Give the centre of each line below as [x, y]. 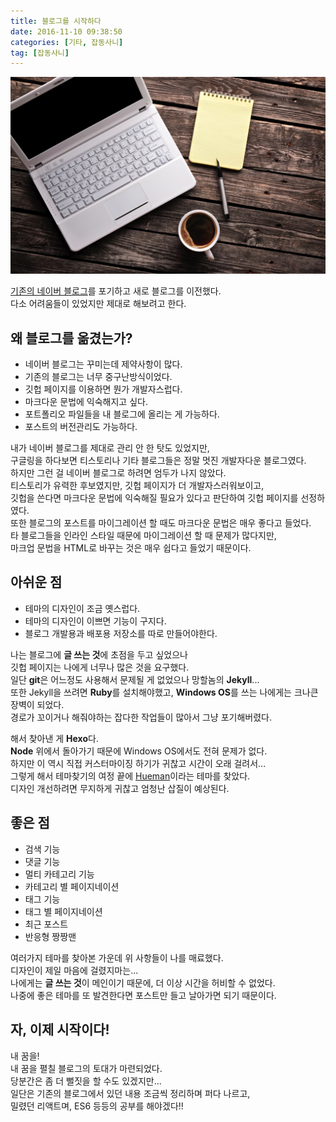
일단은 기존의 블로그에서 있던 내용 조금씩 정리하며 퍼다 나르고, [130, 1093]
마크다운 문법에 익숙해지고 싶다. [86, 402]
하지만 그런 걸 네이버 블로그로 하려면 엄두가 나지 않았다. [118, 473]
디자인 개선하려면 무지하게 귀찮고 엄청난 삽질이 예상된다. [120, 788]
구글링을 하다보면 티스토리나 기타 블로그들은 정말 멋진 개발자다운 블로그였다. [158, 461]
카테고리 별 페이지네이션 [72, 886]
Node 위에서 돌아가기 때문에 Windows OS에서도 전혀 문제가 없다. [139, 751]
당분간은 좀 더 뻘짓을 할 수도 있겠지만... [86, 1081]
